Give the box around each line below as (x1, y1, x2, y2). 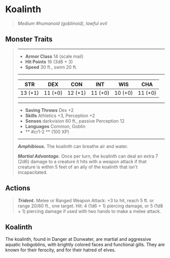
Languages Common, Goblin (25, 123, 86, 129)
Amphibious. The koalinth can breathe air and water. (17, 143, 129, 149)
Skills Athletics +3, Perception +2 (25, 113, 95, 119)
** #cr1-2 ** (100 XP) (25, 128, 69, 135)
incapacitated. (17, 169, 48, 175)
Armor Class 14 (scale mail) (25, 53, 83, 59)
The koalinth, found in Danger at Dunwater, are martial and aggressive (5, 236, 151, 242)
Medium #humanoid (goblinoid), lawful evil (17, 20, 107, 26)
